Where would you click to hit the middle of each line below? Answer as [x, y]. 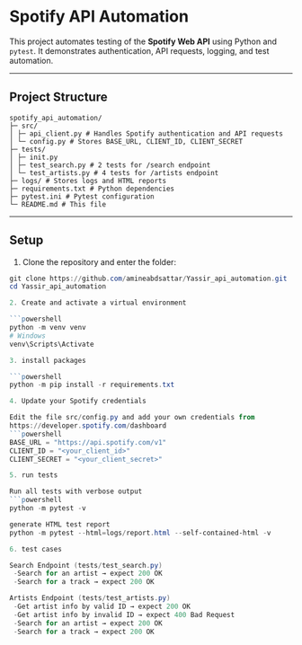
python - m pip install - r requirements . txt [92, 385]
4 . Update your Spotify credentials [78, 402]
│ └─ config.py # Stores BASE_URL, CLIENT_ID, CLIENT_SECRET [126, 141]
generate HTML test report [60, 524]
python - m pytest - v [48, 508]
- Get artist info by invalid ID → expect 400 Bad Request [124, 614]
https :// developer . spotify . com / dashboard [88, 426]
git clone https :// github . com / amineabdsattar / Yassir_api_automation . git [148, 278]
